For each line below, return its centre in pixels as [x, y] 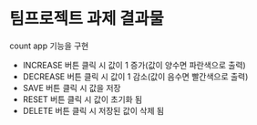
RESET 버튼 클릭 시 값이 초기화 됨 [82, 99]
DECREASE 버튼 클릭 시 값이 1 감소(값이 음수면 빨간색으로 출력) [135, 76]
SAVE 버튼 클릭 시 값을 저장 [72, 88]
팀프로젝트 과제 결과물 [87, 19]
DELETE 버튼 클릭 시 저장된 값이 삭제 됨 [93, 110]
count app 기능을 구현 [49, 46]
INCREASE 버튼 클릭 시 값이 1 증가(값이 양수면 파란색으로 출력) [134, 65]
